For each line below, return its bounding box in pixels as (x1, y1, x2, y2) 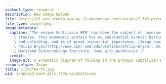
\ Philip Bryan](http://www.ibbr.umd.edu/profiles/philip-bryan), (14, 44, 154, 49)
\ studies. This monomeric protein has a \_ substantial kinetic (14, 35, 147, 40)
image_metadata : (5, 26, 39, 31)
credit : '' (9, 53, 32, 58)
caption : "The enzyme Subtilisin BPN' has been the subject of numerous (9, 30, 163, 35)
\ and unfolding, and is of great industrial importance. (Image (14, 40, 152, 44)
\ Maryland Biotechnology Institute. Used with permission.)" (14, 48, 145, 53)
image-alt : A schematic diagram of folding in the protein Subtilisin (9, 58, 158, 63)
